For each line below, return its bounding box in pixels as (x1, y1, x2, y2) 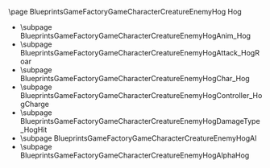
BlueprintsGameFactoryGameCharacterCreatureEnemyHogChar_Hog (19, 74, 250, 83)
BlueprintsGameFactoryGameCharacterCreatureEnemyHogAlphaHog (19, 150, 250, 160)
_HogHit (19, 125, 48, 134)
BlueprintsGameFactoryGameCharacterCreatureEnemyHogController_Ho (19, 91, 263, 100)
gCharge (19, 100, 50, 109)
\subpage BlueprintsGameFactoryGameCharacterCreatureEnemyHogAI (19, 133, 257, 143)
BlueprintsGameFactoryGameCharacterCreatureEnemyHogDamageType (19, 117, 260, 125)
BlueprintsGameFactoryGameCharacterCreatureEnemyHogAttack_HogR (19, 48, 260, 57)
